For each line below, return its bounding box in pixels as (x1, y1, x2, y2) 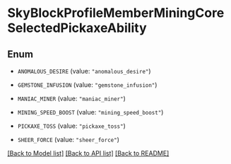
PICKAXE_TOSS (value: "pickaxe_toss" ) (17, 122, 126, 130)
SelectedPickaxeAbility (7, 20, 147, 36)
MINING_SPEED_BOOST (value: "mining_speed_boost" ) (17, 108, 164, 116)
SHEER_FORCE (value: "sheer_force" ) (17, 136, 120, 143)
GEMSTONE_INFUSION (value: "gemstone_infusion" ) (17, 81, 158, 89)
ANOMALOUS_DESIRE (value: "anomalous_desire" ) (17, 67, 151, 75)
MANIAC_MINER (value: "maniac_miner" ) (17, 94, 126, 102)
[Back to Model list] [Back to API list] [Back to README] (7, 149, 170, 157)
